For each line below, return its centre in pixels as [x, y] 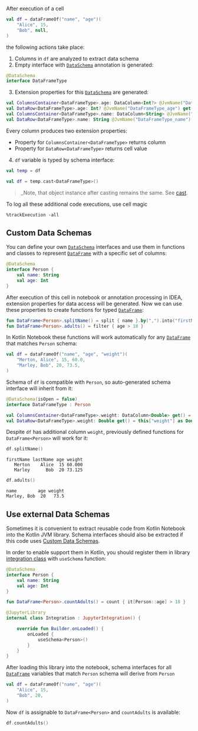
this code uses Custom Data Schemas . [53, 541]
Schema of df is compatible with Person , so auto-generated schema [88, 382]
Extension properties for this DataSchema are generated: [82, 92]
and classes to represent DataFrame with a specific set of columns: [86, 253]
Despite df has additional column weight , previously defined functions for [95, 432]
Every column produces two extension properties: [67, 131]
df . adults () [21, 480]
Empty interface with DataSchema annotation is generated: [84, 65]
